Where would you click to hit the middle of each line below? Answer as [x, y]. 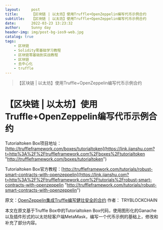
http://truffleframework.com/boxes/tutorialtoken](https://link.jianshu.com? [81, 149]
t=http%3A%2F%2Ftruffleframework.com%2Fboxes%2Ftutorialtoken [75, 153]
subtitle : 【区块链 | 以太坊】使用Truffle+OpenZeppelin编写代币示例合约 [76, 19]
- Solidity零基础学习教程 [37, 50]
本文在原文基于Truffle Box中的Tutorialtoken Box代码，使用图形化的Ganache [81, 211]
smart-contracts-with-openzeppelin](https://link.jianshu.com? [67, 174]
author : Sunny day [28, 28]
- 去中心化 [23, 64]
